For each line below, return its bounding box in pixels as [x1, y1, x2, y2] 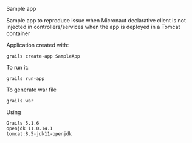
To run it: [6, 64, 29, 71]
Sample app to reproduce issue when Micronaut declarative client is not [6, 17, 187, 24]
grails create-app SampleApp [6, 53, 80, 59]
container [6, 30, 30, 37]
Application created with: [6, 42, 69, 48]
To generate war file [6, 86, 57, 93]
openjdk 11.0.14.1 [6, 125, 53, 131]
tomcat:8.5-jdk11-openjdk [6, 131, 72, 137]
